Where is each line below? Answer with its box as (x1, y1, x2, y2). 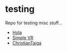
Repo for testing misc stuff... (5, 20, 63, 26)
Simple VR (12, 35, 33, 41)
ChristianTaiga (12, 40, 42, 46)
